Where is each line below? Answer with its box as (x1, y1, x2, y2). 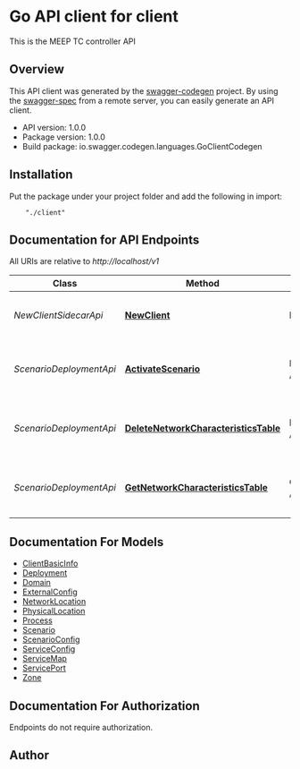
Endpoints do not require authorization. (9, 722, 154, 732)
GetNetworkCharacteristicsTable (124, 482, 268, 494)
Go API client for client (9, 6, 179, 27)
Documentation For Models (9, 534, 164, 550)
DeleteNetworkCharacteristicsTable (124, 423, 281, 435)
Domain (21, 577, 52, 588)
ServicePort (21, 662, 67, 673)
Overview (9, 62, 65, 77)
